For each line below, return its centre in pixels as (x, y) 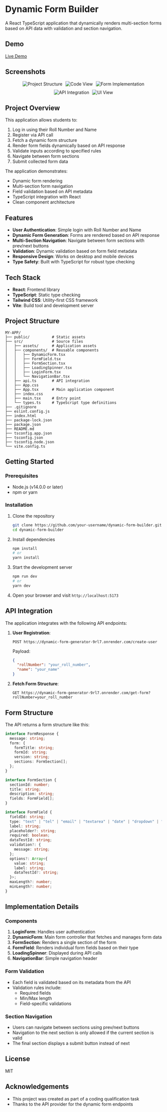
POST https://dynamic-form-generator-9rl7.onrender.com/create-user (85, 642)
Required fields (35, 993)
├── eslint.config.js (28, 411)
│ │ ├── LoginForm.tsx (33, 372)
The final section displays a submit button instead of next (71, 1044)
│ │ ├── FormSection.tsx (35, 363)
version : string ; (32, 757)
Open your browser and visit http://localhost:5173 (65, 595)
